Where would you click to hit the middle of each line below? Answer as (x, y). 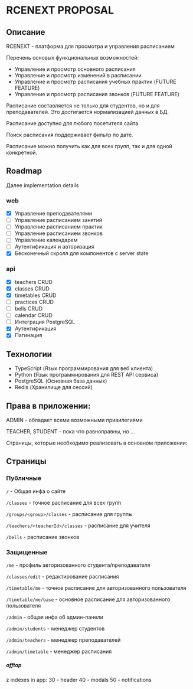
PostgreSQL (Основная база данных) (61, 381)
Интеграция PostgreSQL (45, 322)
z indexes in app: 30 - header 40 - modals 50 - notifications (79, 680)
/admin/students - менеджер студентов (55, 629)
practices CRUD (34, 302)
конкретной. (22, 152)
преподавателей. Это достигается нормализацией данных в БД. (88, 112)
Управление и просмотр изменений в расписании (78, 75)
